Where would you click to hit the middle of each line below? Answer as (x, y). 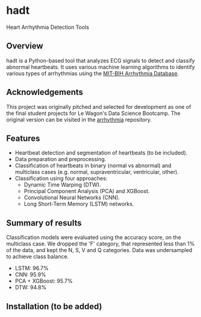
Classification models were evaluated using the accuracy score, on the (94, 238)
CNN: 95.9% (31, 275)
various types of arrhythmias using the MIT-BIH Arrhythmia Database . (93, 73)
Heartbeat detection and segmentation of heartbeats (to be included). (101, 153)
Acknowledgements (45, 92)
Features (23, 138)
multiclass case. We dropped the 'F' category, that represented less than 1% (100, 244)
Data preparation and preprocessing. (60, 159)
